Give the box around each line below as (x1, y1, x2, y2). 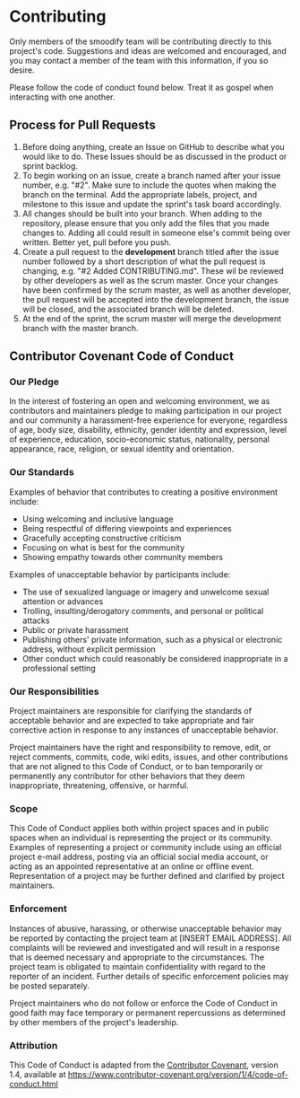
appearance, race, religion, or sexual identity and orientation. (9, 444, 235, 454)
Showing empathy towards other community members (21, 551, 224, 562)
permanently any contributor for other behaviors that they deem (9, 770, 245, 782)
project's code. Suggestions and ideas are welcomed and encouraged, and (9, 45, 287, 56)
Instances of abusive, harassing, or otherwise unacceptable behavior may (9, 923, 282, 934)
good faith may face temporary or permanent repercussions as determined (9, 1007, 287, 1018)
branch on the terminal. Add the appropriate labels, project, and (21, 189, 258, 199)
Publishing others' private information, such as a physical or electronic (21, 634, 283, 645)
